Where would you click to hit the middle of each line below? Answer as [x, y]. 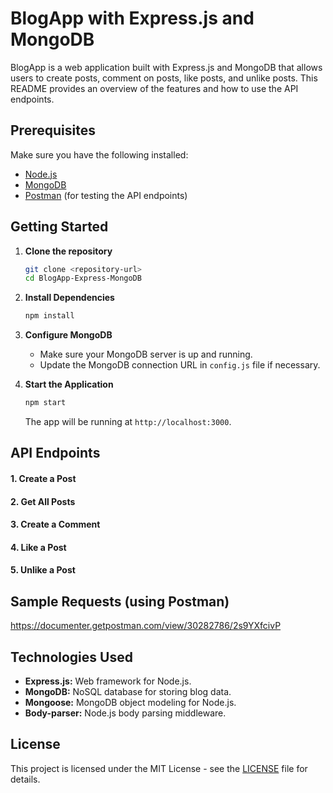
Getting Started [59, 227]
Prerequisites [53, 130]
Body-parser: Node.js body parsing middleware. [125, 713]
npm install [49, 316]
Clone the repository [68, 251]
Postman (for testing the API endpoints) [106, 195]
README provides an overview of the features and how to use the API [154, 88]
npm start [45, 403]
